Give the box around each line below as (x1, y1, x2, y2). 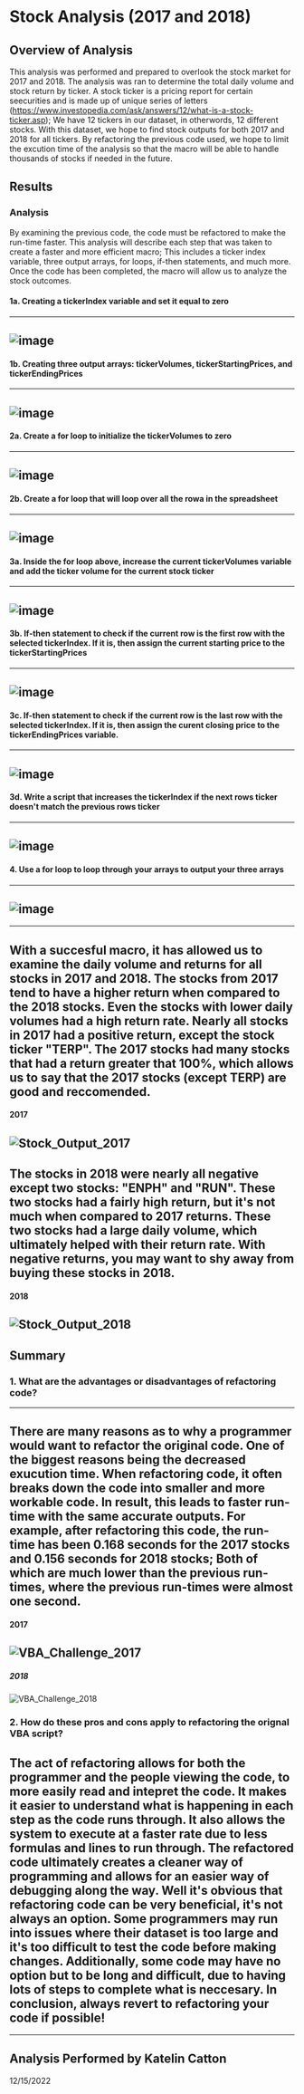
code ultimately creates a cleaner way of (9, 1854, 244, 1869)
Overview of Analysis (9, 43, 134, 58)
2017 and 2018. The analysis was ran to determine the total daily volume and (9, 76, 294, 87)
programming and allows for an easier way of (9, 1868, 270, 1884)
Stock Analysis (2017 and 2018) (9, 6, 252, 27)
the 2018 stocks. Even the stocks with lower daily (9, 999, 294, 1014)
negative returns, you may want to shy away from (9, 1252, 295, 1267)
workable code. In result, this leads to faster (9, 1494, 262, 1510)
